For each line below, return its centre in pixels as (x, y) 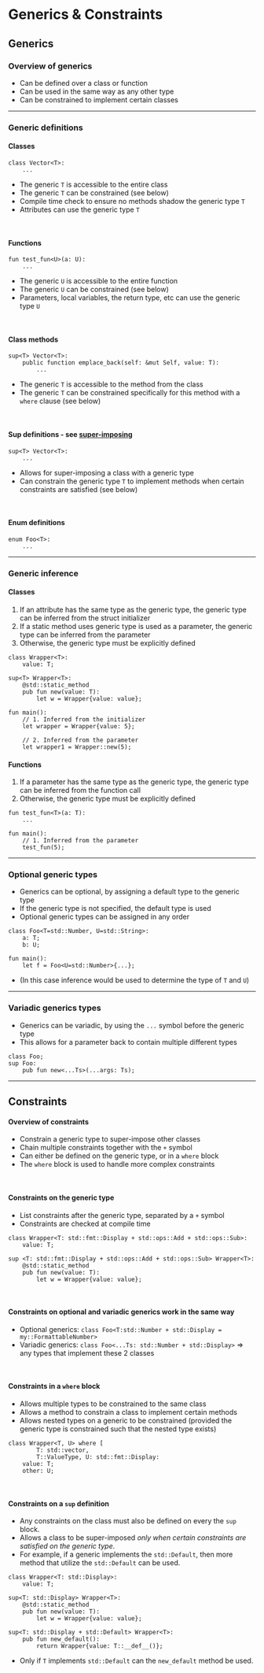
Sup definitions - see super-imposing (70, 434)
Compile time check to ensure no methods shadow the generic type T (132, 201)
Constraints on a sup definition (59, 1503)
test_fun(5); (44, 848)
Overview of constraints (48, 1122)
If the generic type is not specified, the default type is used (115, 909)
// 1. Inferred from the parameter (81, 841)
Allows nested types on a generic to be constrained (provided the (126, 1420)
